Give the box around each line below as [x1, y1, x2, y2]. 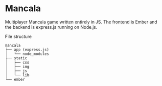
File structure [5, 34, 32, 39]
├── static [5, 55, 27, 61]
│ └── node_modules [5, 52, 49, 56]
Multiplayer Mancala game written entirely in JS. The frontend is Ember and [5, 19, 158, 25]
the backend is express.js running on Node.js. [5, 24, 97, 30]
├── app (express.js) [5, 47, 49, 52]
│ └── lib [5, 72, 29, 78]
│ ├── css [5, 60, 29, 65]
